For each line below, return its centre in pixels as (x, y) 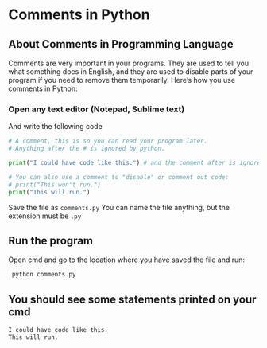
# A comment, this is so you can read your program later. (108, 141)
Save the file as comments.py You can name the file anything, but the (119, 207)
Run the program (51, 240)
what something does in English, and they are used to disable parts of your (131, 72)
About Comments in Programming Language (121, 44)
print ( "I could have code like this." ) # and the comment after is (122, 163)
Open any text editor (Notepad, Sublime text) (97, 109)
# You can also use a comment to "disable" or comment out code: (118, 177)
